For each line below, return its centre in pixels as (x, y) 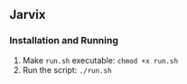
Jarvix (28, 15)
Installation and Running (64, 41)
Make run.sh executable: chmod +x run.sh (100, 60)
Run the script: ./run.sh (67, 70)
